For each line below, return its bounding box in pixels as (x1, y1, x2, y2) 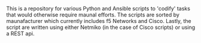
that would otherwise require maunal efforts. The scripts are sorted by (6, 11, 180, 18)
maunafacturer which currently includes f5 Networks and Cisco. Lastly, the (6, 18, 191, 24)
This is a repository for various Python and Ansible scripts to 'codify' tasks (6, 5, 191, 12)
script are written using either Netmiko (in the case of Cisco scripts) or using (6, 24, 196, 31)
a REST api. (6, 30, 35, 37)
